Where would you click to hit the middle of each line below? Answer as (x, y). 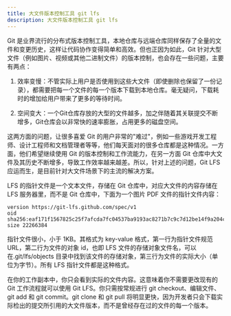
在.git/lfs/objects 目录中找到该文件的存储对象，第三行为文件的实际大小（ (110, 256)
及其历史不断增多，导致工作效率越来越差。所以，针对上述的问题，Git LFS (117, 162)
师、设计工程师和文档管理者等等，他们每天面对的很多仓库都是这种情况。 (109, 145)
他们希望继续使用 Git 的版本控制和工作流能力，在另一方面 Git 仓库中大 (118, 153)
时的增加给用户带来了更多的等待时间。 (71, 98)
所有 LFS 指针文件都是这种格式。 (87, 265)
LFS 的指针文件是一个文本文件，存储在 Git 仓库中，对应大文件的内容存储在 (112, 185)
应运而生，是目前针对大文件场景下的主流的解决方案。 (82, 170)
